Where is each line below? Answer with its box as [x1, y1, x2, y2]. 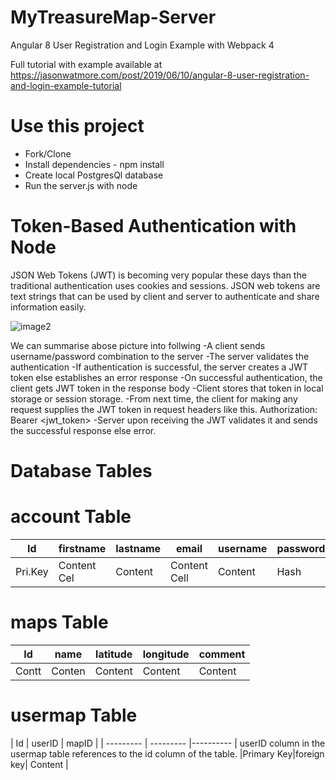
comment [198, 647, 246, 661]
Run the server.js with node [24, 179, 138, 191]
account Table [10, 506, 132, 528]
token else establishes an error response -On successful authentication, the [10, 371, 323, 383]
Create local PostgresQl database [24, 169, 164, 181]
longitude [142, 647, 190, 661]
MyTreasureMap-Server [10, 6, 217, 29]
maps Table [10, 611, 109, 634]
